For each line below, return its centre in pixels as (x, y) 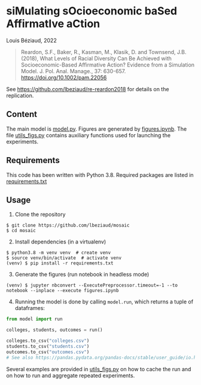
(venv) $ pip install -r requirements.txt (60, 263)
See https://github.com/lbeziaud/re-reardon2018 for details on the (88, 89)
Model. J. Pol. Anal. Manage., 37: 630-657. (73, 71)
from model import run (34, 319)
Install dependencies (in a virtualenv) (60, 242)
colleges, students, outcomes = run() (54, 330)
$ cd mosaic (21, 231)
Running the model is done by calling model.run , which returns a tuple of (104, 302)
